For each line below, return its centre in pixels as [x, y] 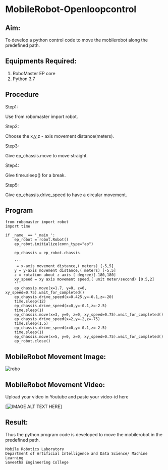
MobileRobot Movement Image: [56, 357]
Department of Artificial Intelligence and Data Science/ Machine [76, 453]
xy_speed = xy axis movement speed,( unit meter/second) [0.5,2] [85, 279]
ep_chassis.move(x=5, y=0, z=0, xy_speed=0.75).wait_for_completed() [89, 337]
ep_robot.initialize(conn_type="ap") [54, 244]
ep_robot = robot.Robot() [42, 240]
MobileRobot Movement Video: [55, 385]
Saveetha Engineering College [37, 462]
